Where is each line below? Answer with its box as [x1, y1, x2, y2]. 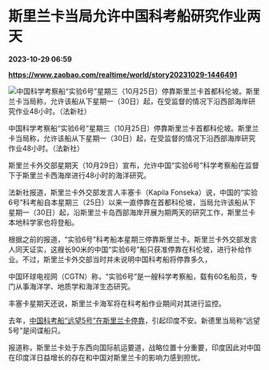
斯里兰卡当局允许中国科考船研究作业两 [8, 7, 262, 26]
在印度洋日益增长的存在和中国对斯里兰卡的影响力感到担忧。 [8, 352, 205, 362]
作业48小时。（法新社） [8, 143, 84, 153]
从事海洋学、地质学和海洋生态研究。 [14, 281, 134, 291]
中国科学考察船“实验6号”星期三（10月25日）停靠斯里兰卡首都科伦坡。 [8, 123, 239, 133]
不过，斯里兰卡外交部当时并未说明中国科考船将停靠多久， [22, 254, 212, 264]
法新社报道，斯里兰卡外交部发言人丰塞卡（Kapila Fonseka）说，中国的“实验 [8, 187, 259, 197]
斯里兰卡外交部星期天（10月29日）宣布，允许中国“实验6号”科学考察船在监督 [8, 160, 259, 170]
